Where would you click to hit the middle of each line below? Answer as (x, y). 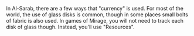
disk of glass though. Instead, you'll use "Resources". (70, 27)
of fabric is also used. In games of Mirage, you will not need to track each (95, 21)
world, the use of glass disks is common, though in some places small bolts (97, 15)
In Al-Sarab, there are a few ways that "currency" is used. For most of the (95, 8)
